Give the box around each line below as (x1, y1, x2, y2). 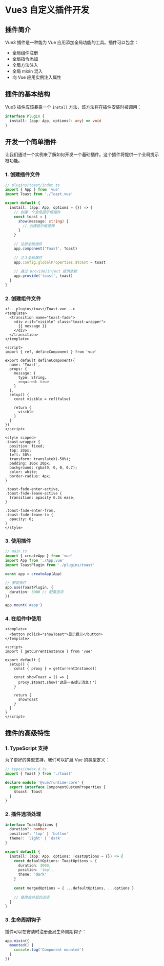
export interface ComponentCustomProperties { (9, 785, 106, 790)
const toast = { (14, 214, 47, 219)
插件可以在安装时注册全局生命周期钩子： (5, 928, 86, 934)
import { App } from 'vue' (5, 187, 60, 192)
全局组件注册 (12, 50, 38, 55)
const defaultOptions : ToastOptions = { (14, 858, 97, 863)
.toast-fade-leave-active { (5, 491, 62, 496)
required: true (18, 379, 49, 385)
